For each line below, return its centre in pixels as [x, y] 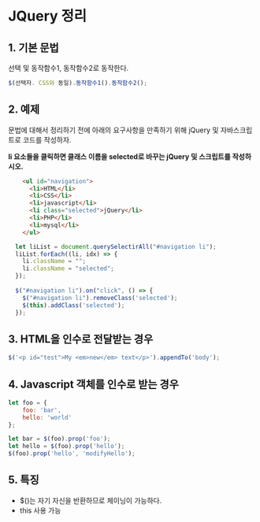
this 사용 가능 [40, 510]
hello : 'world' [47, 417]
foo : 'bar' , [42, 410]
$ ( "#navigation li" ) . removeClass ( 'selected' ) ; [100, 298]
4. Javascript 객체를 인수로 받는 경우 [93, 384]
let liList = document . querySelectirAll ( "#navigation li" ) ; [116, 246]
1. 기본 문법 [33, 48]
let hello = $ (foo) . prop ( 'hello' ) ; [67, 446]
